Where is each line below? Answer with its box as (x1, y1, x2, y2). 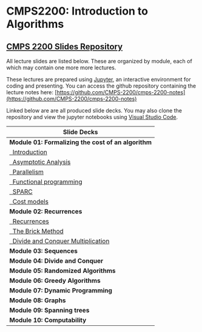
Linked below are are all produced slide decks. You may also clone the (6, 107, 182, 114)
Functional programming (12, 178, 83, 186)
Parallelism (12, 168, 44, 176)
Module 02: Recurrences (9, 207, 82, 215)
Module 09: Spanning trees (9, 306, 90, 314)
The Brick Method (12, 227, 64, 235)
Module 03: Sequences (9, 247, 78, 255)
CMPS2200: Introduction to (6, 4, 149, 18)
